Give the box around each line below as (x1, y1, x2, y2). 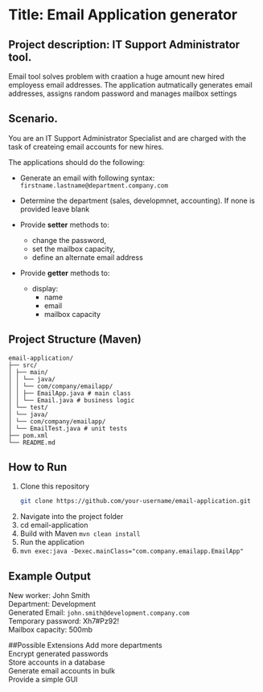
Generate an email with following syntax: (19, 173, 155, 183)
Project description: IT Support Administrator (8, 38, 240, 51)
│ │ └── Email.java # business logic (8, 396, 135, 404)
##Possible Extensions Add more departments (8, 641, 162, 650)
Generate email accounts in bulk (8, 666, 115, 676)
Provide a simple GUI (8, 674, 78, 685)
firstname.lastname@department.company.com (19, 181, 169, 190)
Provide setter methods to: (19, 220, 110, 229)
